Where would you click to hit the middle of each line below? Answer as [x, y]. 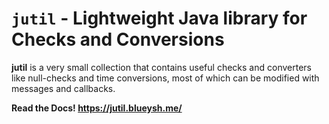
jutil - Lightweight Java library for [159, 18]
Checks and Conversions [118, 39]
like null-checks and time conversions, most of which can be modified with [165, 78]
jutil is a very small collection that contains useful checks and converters [161, 67]
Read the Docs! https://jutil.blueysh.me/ [97, 108]
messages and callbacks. [63, 88]
